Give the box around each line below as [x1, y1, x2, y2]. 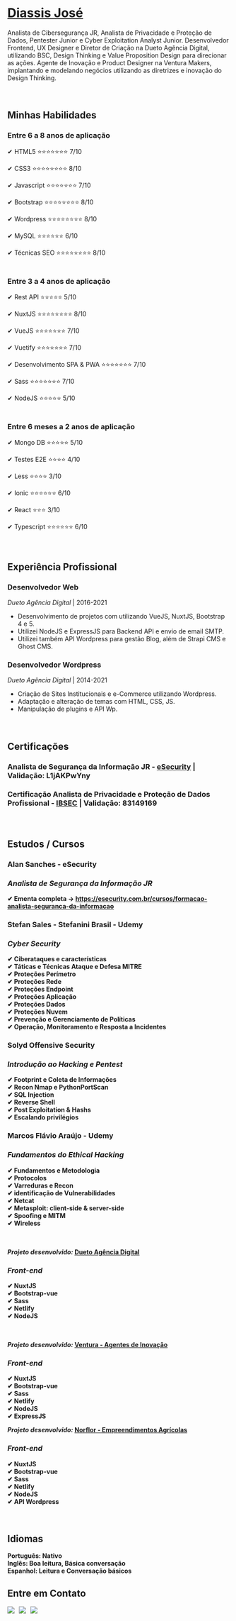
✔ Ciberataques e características [7, 955, 107, 963]
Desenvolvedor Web [7, 582, 79, 592]
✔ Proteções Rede [7, 978, 62, 986]
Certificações [7, 740, 69, 753]
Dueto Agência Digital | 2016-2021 [7, 598, 107, 607]
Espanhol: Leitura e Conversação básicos [7, 1566, 132, 1576]
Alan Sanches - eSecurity [7, 859, 98, 869]
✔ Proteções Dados [7, 1000, 66, 1009]
